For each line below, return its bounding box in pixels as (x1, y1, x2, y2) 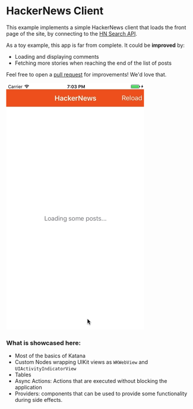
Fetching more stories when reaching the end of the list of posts (14, 59, 172, 66)
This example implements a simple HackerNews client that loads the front (6, 24, 186, 31)
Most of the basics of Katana (14, 352, 86, 360)
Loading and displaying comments (14, 53, 99, 60)
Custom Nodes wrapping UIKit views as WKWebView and (14, 359, 148, 366)
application (14, 384, 43, 391)
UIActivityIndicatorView (14, 366, 77, 372)
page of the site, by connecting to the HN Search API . (6, 30, 138, 37)
